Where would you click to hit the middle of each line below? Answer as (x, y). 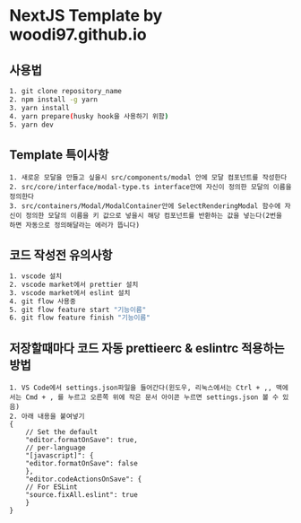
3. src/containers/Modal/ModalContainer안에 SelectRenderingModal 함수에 (145, 206)
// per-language (56, 448)
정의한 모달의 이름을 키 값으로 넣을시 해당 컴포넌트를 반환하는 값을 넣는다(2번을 (154, 216)
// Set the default (62, 432)
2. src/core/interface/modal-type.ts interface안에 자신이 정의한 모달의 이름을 (150, 187)
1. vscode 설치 (36, 276)
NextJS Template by (86, 16)
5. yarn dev (31, 125)
